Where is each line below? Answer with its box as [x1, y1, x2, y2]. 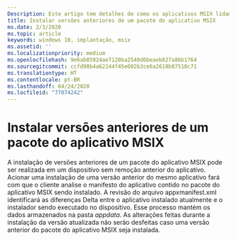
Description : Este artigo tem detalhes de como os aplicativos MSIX [7, 10, 213, 18]
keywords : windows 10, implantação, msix [7, 37, 131, 44]
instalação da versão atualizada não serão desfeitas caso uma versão [7, 218, 209, 227]
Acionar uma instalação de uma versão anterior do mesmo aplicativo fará [7, 173, 220, 182]
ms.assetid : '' [7, 43, 52, 50]
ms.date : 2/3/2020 [7, 23, 61, 30]
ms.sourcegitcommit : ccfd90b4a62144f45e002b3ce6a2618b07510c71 [7, 63, 197, 70]
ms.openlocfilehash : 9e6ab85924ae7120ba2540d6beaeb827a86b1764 [7, 57, 197, 64]
